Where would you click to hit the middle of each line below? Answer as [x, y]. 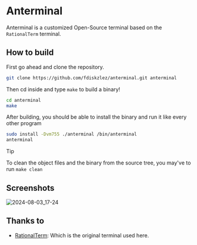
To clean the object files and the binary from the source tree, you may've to [99, 163]
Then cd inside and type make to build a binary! [63, 89]
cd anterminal [24, 100]
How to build [30, 53]
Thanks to [25, 221]
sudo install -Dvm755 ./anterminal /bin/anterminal [71, 134]
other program [24, 123]
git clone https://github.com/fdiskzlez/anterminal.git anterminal [92, 78]
